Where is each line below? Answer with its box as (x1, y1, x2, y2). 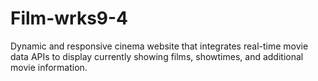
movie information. (10, 61, 88, 73)
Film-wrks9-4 (10, 7, 129, 30)
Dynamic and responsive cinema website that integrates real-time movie (10, 40, 309, 52)
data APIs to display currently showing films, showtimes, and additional (10, 50, 304, 62)
